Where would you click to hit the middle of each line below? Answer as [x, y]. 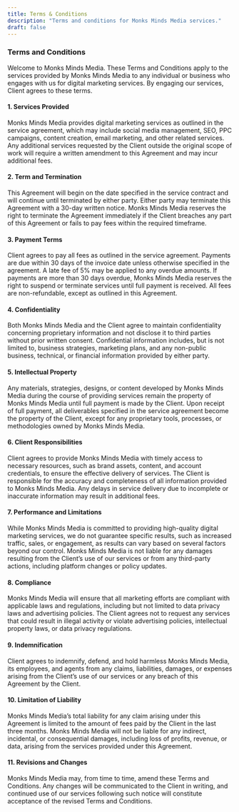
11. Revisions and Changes [47, 762]
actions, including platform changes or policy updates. [87, 566]
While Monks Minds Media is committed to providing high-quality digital [113, 528]
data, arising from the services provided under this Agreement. [100, 746]
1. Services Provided [38, 107]
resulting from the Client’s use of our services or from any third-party [109, 559]
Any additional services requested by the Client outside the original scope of [120, 145]
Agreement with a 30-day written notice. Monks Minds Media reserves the [117, 208]
